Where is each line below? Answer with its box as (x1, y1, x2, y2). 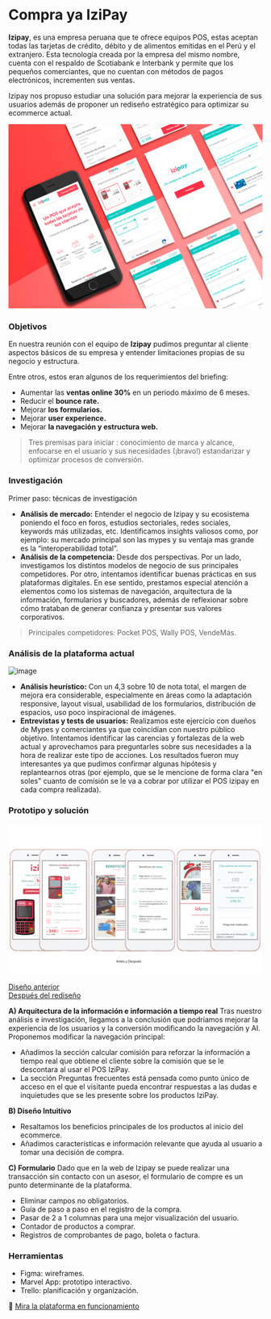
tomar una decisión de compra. (19, 1147, 124, 1157)
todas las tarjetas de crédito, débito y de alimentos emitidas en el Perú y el (8, 40, 256, 50)
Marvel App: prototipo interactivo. (19, 1277, 132, 1287)
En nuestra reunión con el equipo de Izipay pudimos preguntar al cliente (8, 339, 248, 349)
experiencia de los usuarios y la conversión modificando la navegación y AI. (8, 1023, 261, 1032)
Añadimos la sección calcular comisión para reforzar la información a (19, 1047, 251, 1057)
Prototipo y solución (8, 805, 90, 816)
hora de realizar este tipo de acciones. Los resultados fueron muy (19, 751, 240, 760)
